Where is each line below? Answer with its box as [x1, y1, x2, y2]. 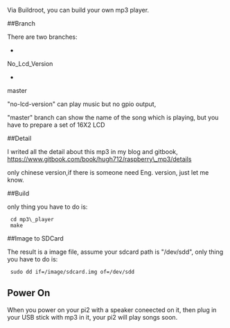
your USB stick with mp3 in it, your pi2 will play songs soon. [7, 313, 178, 321]
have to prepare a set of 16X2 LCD [7, 121, 105, 129]
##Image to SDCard [7, 234, 64, 242]
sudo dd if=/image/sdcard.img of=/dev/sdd [10, 268, 135, 275]
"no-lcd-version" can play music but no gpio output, [7, 100, 157, 108]
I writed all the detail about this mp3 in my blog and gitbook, [7, 148, 178, 155]
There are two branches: [7, 33, 78, 41]
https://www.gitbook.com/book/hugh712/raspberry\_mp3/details [7, 155, 192, 163]
